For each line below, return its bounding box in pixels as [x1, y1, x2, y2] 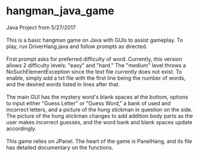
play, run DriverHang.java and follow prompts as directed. [6, 43, 148, 50]
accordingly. [6, 125, 37, 132]
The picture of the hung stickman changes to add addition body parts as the [6, 112, 194, 120]
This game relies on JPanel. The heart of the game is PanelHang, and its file [6, 137, 192, 145]
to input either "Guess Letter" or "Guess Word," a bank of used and [6, 99, 171, 106]
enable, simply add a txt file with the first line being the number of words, [6, 74, 186, 81]
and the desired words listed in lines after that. [6, 80, 120, 87]
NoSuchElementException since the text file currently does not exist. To [6, 68, 182, 75]
